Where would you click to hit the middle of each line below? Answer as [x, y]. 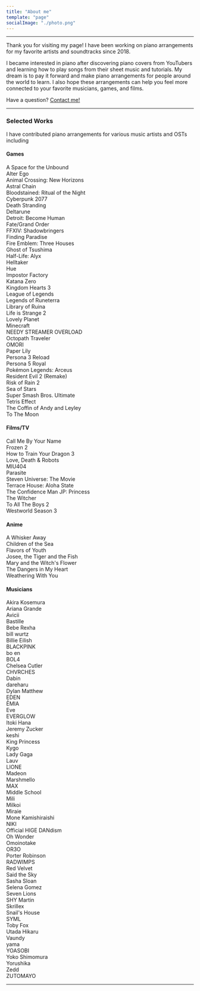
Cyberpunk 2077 [27, 199]
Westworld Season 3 [32, 511]
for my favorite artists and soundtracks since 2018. [68, 52]
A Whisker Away [26, 538]
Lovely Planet [23, 319]
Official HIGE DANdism [34, 830]
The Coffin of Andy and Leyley [44, 408]
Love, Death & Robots [33, 460]
